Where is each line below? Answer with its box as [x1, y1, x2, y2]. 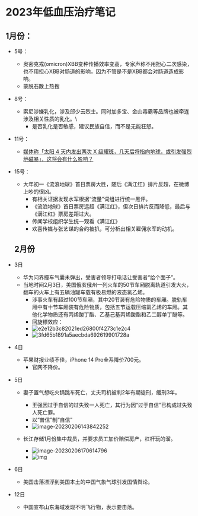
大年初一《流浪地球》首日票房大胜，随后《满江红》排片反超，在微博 [23, 181, 190, 188]
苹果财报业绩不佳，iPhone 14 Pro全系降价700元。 [23, 356, 145, 363]
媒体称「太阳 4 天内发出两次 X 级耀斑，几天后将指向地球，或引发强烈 [23, 148, 192, 155]
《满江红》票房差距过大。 [31, 210, 95, 217]
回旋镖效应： [31, 318, 63, 325]
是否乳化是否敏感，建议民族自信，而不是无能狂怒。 [31, 123, 157, 129]
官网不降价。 [31, 363, 63, 371]
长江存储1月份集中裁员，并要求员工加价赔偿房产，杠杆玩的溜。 [23, 435, 176, 442]
